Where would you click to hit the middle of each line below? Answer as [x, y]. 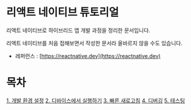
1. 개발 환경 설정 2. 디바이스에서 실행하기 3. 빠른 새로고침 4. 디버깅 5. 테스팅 [96, 100]
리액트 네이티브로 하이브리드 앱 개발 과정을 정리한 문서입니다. [78, 30]
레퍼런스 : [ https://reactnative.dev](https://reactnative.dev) [88, 56]
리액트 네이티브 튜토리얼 [63, 12]
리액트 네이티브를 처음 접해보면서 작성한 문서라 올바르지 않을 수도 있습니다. [95, 43]
